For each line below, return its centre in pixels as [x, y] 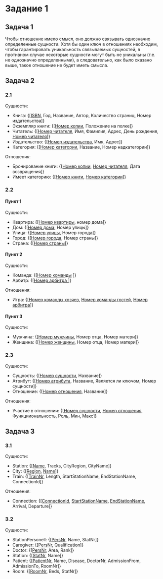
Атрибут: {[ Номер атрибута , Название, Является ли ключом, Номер [84, 381]
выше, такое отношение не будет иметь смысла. [57, 65]
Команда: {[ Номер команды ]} [44, 275]
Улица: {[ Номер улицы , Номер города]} [54, 232]
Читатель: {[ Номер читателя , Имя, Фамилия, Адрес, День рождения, [85, 131]
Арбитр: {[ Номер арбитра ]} [42, 280]
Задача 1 [19, 27]
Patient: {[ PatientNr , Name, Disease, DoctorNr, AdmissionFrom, [76, 561]
